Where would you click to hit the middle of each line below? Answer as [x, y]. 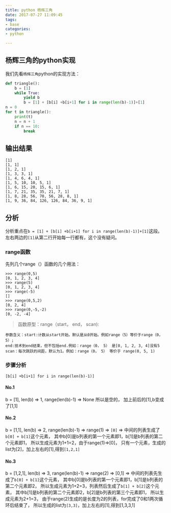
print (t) [24, 117]
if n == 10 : [27, 126]
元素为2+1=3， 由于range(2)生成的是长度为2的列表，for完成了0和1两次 [84, 499]
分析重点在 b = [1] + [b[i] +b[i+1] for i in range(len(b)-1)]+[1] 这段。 [84, 231]
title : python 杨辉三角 [29, 10]
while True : [27, 93]
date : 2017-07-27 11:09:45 [34, 15]
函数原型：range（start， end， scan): [58, 324]
